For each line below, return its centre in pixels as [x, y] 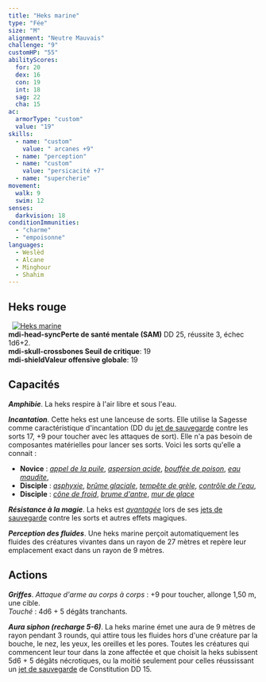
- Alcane [30, 259]
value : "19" [35, 127]
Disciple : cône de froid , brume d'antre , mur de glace [107, 493]
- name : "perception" [51, 156]
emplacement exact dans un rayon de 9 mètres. [87, 550]
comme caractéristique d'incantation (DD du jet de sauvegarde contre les [128, 427]
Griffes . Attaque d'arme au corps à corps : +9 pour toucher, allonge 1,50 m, [132, 594]
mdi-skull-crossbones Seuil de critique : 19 [79, 352]
